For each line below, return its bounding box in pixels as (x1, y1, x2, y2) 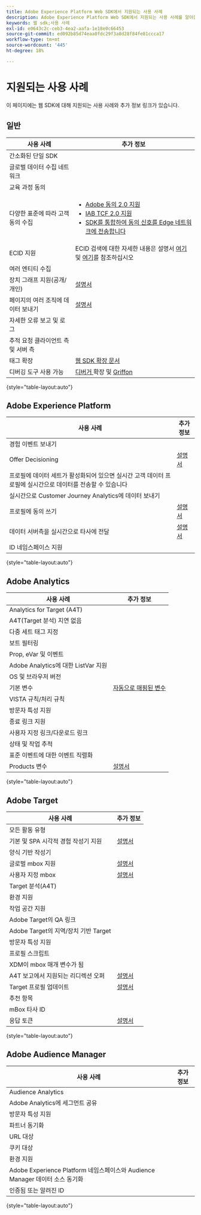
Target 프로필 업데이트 (9, 982, 69, 991)
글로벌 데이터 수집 (9, 163, 57, 171)
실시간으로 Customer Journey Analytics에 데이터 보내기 (9, 492, 160, 500)
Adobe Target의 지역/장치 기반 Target (9, 927, 112, 935)
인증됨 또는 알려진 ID (9, 1186, 65, 1194)
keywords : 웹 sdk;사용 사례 (6, 20, 70, 26)
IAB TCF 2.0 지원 (85, 209, 132, 217)
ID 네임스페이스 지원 (9, 543, 63, 552)
